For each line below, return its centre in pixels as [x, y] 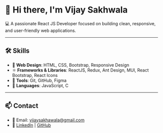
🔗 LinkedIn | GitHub [31, 125]
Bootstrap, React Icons [35, 75]
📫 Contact [22, 106]
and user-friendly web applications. [41, 30]
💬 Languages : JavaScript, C [40, 85]
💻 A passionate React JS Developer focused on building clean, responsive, [81, 23]
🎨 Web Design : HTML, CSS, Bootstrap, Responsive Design [71, 65]
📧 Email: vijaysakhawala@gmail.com [48, 120]
